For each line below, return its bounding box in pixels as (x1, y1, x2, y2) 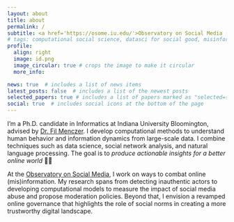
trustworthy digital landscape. (7, 207, 93, 215)
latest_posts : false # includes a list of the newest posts (7, 88, 189, 95)
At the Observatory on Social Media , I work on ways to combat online (7, 170, 206, 178)
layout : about (7, 10, 49, 17)
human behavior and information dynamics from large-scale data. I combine (7, 134, 226, 143)
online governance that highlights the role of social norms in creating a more (7, 200, 226, 207)
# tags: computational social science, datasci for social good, (7, 36, 201, 43)
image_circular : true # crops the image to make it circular (13, 62, 195, 69)
